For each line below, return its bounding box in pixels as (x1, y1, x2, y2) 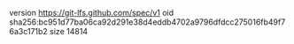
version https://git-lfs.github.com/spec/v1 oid (9, 8, 174, 18)
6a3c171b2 (9, 26, 49, 36)
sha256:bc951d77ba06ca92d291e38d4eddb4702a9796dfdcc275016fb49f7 (9, 17, 286, 27)
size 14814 (50, 26, 89, 36)
